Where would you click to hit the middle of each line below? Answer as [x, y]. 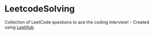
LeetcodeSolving [40, 9]
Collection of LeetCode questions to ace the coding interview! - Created [77, 22]
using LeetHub [19, 27]
